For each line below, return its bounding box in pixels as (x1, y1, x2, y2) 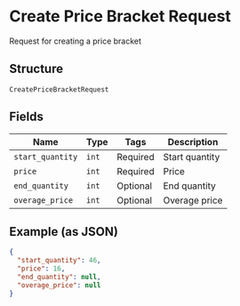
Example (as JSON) (9, 224, 118, 239)
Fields (9, 109, 44, 125)
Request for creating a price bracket (9, 36, 142, 46)
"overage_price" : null (17, 280, 101, 290)
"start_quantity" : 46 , (17, 256, 101, 265)
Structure (9, 61, 64, 76)
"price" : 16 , (17, 264, 66, 273)
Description (167, 135, 219, 148)
